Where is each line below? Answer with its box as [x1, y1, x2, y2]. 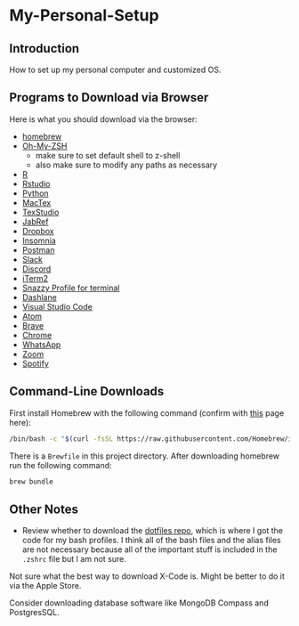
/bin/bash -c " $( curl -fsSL [9, 434, 114, 443]
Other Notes [9, 501, 78, 516]
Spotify [21, 358, 49, 369]
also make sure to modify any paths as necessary [35, 159, 218, 170]
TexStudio [21, 207, 60, 217]
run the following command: [9, 459, 113, 470]
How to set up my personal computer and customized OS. [9, 64, 222, 75]
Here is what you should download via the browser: [9, 113, 198, 125]
